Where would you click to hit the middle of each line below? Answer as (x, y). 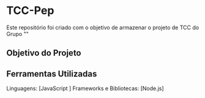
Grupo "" (17, 33)
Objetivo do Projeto (44, 53)
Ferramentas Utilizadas (52, 74)
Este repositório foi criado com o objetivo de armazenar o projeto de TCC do (103, 27)
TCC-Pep (30, 11)
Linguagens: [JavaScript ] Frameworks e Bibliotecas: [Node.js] (85, 88)
